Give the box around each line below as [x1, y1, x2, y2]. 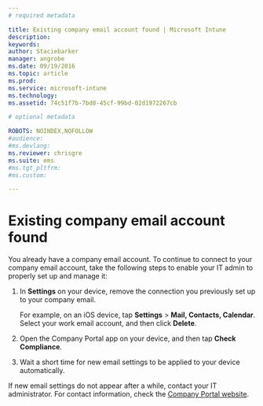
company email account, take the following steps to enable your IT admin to [8, 263, 254, 272]
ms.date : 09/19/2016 [8, 62, 76, 71]
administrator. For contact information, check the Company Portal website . [8, 389, 250, 399]
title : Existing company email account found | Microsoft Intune [8, 25, 226, 34]
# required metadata [8, 11, 76, 20]
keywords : [8, 40, 41, 48]
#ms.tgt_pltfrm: [8, 164, 61, 172]
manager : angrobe [8, 55, 65, 63]
